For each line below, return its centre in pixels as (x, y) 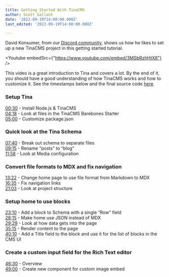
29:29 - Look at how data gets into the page (51, 223)
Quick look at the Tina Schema (44, 132)
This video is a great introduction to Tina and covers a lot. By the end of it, (82, 73)
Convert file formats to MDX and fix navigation (64, 166)
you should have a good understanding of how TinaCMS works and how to (83, 78)
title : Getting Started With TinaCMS (45, 10)
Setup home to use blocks (38, 202)
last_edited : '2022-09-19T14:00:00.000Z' (50, 24)
